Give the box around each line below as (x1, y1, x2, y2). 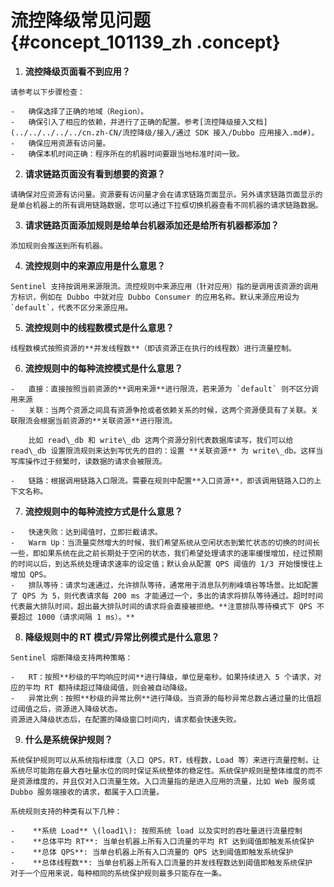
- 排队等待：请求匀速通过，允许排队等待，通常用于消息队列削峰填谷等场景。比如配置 (10, 580, 319, 590)
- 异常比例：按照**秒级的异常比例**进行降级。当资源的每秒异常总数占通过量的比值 (10, 693, 315, 703)
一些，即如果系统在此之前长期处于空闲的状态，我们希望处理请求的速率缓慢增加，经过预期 (10, 548, 323, 558)
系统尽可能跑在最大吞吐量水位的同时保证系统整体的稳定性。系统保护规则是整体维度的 (10, 766, 308, 776)
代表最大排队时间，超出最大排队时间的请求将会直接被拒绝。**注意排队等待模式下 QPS (10, 601, 313, 611)
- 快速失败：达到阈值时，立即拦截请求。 (10, 527, 163, 537)
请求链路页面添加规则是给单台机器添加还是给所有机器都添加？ (24, 219, 280, 231)
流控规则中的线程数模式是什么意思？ (24, 321, 175, 333)
